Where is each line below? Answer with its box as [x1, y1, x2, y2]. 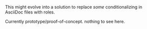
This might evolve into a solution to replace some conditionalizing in [5, 4, 143, 10]
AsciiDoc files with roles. [5, 9, 55, 15]
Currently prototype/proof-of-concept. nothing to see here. [5, 19, 125, 24]
